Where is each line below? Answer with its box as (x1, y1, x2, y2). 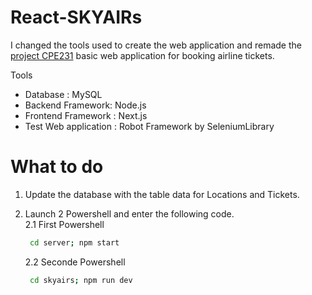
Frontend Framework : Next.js (24, 109, 148, 121)
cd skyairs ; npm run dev (29, 275, 133, 285)
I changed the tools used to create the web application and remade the (10, 39, 302, 51)
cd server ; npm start (29, 237, 120, 248)
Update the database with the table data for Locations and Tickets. (24, 188, 300, 200)
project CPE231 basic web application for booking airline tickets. (10, 49, 275, 61)
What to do (10, 156, 104, 178)
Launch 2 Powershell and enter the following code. (24, 207, 235, 220)
